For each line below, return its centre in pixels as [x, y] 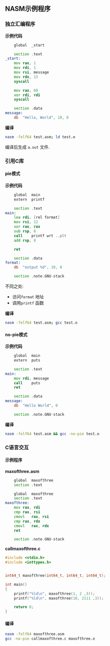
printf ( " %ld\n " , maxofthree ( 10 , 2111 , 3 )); [59, 598]
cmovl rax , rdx [32, 526]
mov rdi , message [32, 378]
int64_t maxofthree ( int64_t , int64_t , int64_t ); [55, 576]
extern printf [29, 199]
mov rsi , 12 [26, 222]
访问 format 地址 [28, 297]
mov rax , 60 [26, 90]
